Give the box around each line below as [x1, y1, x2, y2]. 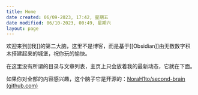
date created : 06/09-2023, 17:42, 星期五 [6, 14, 109, 20]
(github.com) [6, 82, 38, 90]
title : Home [6, 8, 36, 15]
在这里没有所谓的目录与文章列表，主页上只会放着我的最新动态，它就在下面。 [6, 63, 196, 70]
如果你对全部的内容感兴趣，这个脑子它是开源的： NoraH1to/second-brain [6, 75, 185, 82]
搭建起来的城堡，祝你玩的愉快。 [11, 50, 91, 57]
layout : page [6, 25, 39, 32]
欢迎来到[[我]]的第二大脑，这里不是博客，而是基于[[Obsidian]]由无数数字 [6, 42, 186, 50]
